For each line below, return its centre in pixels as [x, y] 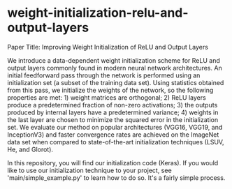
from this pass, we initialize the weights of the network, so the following [110, 90]
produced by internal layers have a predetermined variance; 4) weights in [113, 112]
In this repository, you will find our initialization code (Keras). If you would [113, 162]
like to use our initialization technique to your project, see [90, 170]
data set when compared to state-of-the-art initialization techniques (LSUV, [116, 142]
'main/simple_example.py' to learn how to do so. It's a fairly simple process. [116, 177]
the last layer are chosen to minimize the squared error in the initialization [113, 119]
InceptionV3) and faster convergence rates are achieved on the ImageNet [113, 135]
